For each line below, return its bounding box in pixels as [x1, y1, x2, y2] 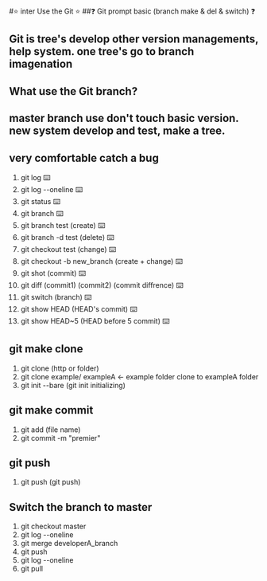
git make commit [9, 403, 94, 417]
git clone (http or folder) [20, 363, 99, 373]
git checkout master [20, 521, 87, 532]
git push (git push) [20, 477, 81, 487]
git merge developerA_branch [20, 539, 118, 548]
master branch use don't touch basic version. [9, 112, 239, 125]
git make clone [9, 342, 83, 356]
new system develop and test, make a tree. [9, 124, 226, 138]
